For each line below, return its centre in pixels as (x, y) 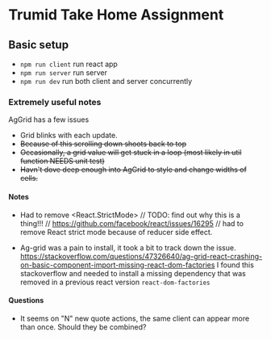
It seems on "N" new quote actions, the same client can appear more (135, 318)
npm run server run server (63, 73)
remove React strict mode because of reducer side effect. (116, 232)
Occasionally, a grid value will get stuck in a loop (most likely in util (131, 153)
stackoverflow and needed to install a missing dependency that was (133, 273)
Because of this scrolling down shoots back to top (103, 144)
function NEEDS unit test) (62, 161)
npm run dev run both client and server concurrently (106, 81)
